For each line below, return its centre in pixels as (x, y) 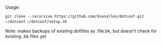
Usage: (12, 7)
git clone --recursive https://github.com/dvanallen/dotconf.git (74, 16)
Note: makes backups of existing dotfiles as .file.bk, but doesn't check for (81, 31)
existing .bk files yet (26, 36)
